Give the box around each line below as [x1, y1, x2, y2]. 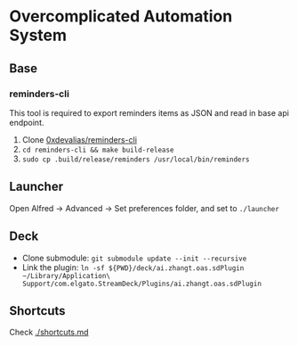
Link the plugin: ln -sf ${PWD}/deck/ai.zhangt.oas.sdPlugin [21, 261, 245, 273]
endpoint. [9, 117, 44, 128]
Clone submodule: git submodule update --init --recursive [21, 252, 247, 263]
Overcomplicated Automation [9, 6, 233, 27]
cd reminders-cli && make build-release [21, 145, 174, 154]
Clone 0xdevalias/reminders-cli [21, 134, 138, 144]
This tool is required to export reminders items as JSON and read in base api [9, 107, 289, 118]
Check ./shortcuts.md [9, 327, 89, 338]
